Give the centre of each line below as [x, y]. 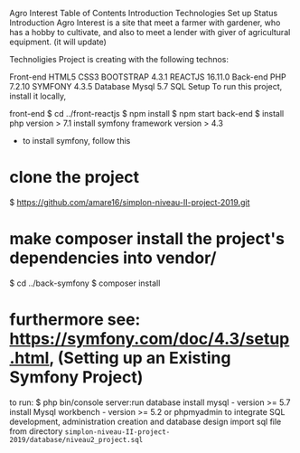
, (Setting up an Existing [140, 359]
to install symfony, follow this [76, 141]
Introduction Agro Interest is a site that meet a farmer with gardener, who [145, 23]
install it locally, [38, 96]
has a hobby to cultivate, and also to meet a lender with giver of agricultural [150, 32]
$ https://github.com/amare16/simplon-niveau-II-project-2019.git [130, 202]
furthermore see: [75, 320]
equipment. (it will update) [58, 42]
